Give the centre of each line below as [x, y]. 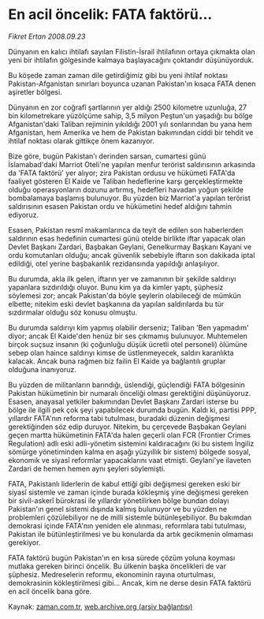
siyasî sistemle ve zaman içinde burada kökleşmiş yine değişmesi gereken [128, 492]
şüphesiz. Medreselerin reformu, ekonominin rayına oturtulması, [112, 574]
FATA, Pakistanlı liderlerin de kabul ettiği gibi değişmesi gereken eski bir [124, 483]
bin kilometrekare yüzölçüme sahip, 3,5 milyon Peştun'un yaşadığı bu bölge [131, 115]
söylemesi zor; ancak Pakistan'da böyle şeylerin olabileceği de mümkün [125, 295]
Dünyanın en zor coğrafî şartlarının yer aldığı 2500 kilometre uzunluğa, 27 [127, 107]
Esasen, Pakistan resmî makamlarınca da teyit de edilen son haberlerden [126, 229]
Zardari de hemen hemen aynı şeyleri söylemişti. [87, 468]
